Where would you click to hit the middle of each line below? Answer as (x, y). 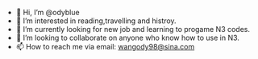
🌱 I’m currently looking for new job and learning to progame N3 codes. (133, 29)
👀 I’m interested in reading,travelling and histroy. (96, 21)
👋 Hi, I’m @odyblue (48, 12)
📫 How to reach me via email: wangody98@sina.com (105, 47)
